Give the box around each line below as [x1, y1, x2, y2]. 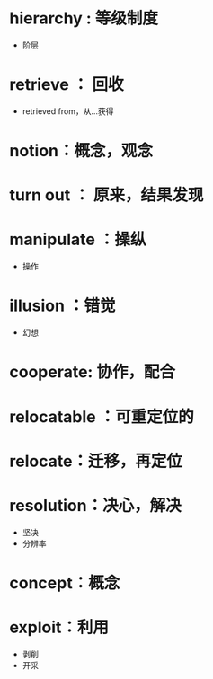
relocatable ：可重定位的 [9, 406, 195, 427]
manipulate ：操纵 [9, 230, 146, 250]
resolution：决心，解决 [9, 495, 182, 516]
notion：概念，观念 [9, 141, 154, 162]
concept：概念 [9, 572, 120, 593]
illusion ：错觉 [9, 295, 116, 316]
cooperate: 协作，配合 [9, 362, 176, 383]
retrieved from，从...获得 [22, 105, 114, 117]
